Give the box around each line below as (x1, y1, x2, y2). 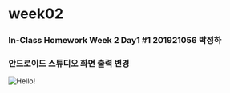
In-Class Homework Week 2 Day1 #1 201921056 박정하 (8, 35, 222, 46)
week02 (8, 5, 64, 23)
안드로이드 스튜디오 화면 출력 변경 (8, 58, 130, 69)
